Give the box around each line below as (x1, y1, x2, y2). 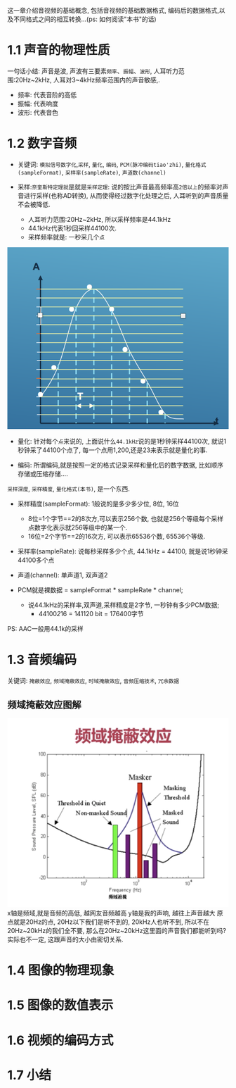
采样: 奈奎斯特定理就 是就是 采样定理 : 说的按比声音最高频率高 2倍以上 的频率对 (17, 182, 223, 191)
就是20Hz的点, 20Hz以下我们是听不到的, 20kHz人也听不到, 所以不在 (13, 918, 210, 926)
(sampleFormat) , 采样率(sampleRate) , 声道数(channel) (17, 168, 166, 176)
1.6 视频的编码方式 (7, 1032, 114, 1048)
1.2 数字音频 (7, 136, 77, 151)
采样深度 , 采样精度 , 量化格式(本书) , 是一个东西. (7, 484, 130, 493)
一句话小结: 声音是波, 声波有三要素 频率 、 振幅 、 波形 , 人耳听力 (7, 66, 179, 75)
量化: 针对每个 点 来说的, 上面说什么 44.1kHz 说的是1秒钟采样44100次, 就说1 (17, 437, 227, 445)
